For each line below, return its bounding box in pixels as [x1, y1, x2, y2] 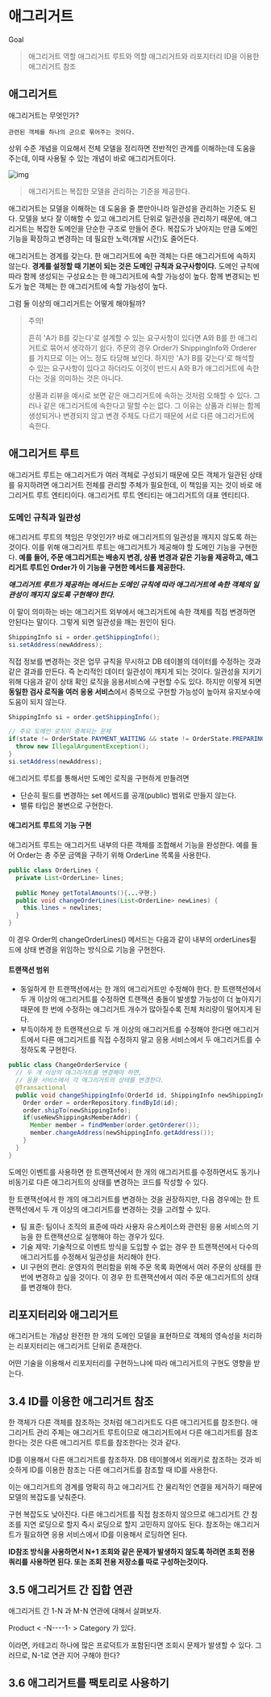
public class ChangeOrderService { [8, 1061, 128, 1069]
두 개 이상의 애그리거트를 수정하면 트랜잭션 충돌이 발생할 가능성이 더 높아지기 [19, 994, 262, 1004]
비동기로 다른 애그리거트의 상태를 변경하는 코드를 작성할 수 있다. [8, 1177, 209, 1187]
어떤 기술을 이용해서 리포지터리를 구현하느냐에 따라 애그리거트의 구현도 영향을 [8, 1358, 252, 1368]
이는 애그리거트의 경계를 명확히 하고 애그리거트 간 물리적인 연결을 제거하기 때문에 [8, 1482, 263, 1492]
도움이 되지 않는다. [8, 696, 67, 706]
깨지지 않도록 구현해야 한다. [29, 590, 115, 599]
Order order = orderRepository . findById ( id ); [23, 1098, 179, 1107]
